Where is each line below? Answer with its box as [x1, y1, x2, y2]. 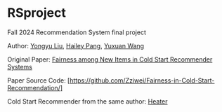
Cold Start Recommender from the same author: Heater [7, 97, 168, 106]
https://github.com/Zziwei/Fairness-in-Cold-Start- [69, 76, 215, 85]
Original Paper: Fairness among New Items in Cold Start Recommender [7, 55, 213, 64]
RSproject [7, 5, 67, 21]
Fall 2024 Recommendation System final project [7, 28, 146, 36]
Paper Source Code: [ [7, 76, 70, 85]
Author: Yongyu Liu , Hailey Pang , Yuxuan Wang [7, 41, 145, 50]
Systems [7, 62, 33, 71]
